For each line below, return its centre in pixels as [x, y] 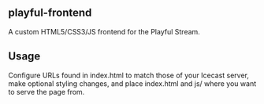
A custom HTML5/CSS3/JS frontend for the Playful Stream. [104, 31]
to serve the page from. [46, 91]
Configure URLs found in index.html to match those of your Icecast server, [129, 75]
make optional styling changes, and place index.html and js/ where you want [132, 83]
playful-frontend [50, 13]
